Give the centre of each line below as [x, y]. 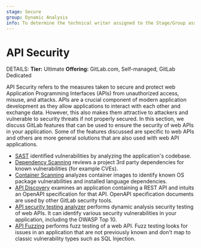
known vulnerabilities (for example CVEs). [66, 169]
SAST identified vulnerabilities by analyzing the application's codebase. [103, 156]
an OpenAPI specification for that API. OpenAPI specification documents [104, 194]
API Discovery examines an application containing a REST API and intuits [104, 188]
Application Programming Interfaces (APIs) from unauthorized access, [93, 93]
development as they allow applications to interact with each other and [93, 106]
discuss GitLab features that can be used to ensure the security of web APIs [100, 125]
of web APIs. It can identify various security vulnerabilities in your [96, 213]
